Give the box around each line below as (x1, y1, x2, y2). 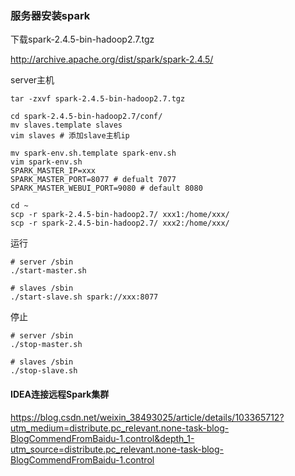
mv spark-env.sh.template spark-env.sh (10, 148, 177, 159)
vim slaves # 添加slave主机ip (10, 131, 130, 141)
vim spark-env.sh (10, 157, 83, 167)
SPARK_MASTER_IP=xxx (10, 166, 97, 176)
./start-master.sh (10, 266, 87, 276)
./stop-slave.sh (10, 366, 78, 376)
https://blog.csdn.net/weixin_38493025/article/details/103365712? (10, 411, 285, 423)
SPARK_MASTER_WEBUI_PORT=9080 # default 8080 (10, 183, 203, 194)
